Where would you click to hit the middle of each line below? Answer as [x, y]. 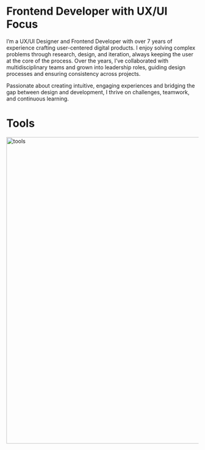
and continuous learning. [38, 99]
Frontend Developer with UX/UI [87, 11]
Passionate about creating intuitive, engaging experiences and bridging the [101, 85]
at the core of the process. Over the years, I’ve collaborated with [88, 61]
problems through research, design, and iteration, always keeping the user [100, 54]
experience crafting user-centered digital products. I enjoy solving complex [101, 48]
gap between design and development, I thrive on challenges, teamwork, [98, 92]
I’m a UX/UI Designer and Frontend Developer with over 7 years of [89, 41]
